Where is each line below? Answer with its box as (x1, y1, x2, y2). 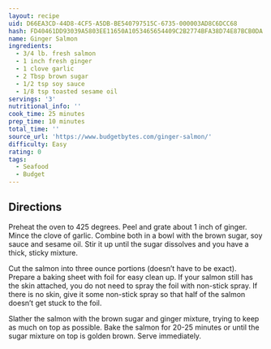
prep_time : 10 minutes (8, 118, 85, 126)
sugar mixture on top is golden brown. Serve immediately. (8, 330, 201, 341)
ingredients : (8, 42, 53, 50)
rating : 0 (8, 148, 42, 156)
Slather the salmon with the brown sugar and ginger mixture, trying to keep (8, 313, 260, 323)
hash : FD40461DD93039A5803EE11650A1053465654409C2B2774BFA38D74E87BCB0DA (8, 27, 264, 35)
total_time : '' (8, 125, 60, 133)
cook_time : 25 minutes (8, 110, 85, 118)
